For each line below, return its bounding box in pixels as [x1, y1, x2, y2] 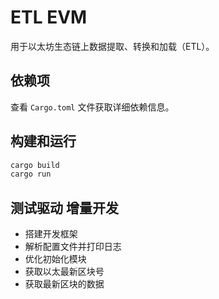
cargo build [10, 160, 60, 170]
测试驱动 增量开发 [10, 199, 119, 216]
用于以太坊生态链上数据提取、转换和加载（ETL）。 [10, 40, 215, 52]
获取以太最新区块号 [24, 266, 105, 278]
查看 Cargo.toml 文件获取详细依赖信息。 [10, 101, 175, 113]
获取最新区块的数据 [24, 278, 105, 290]
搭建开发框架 [24, 228, 78, 240]
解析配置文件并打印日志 [24, 241, 122, 253]
